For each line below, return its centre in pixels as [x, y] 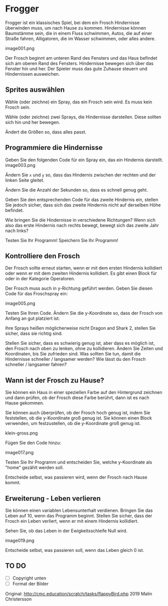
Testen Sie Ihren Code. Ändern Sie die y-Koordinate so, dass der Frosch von [84, 313]
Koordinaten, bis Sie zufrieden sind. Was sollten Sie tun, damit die [73, 354]
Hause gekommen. [25, 403]
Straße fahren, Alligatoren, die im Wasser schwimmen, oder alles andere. [80, 39]
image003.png [20, 165]
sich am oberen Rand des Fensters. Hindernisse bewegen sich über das [79, 63]
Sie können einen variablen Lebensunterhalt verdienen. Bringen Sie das [79, 510]
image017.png [20, 453]
